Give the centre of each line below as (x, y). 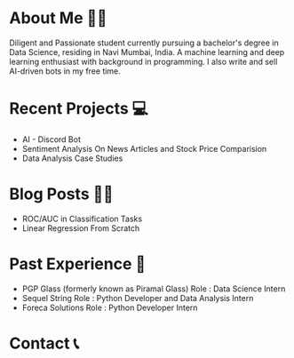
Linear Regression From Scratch (81, 228)
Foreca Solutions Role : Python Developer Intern (110, 307)
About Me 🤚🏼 (59, 18)
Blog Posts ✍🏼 (61, 194)
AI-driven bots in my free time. (65, 71)
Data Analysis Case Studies (72, 158)
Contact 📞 (44, 343)
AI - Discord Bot (52, 139)
